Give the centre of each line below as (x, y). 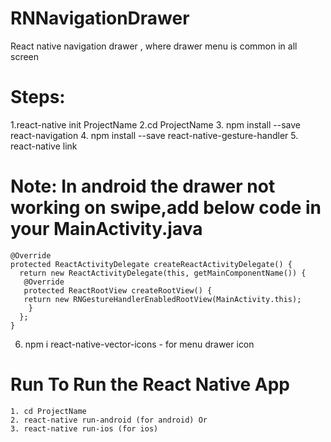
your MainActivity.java (106, 229)
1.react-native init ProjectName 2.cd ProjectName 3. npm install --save (155, 124)
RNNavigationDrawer (100, 18)
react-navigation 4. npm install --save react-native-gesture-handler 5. (154, 135)
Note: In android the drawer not (143, 186)
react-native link (44, 146)
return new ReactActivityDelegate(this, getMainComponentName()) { (163, 273)
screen (25, 56)
